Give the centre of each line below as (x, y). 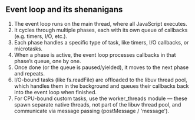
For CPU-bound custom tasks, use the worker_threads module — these (101, 98)
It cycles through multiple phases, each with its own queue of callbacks (101, 30)
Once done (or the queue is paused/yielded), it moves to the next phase (101, 67)
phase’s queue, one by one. (47, 61)
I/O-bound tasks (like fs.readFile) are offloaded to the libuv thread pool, (100, 80)
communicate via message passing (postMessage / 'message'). (91, 111)
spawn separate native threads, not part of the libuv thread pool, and (97, 104)
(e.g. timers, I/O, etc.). (41, 36)
